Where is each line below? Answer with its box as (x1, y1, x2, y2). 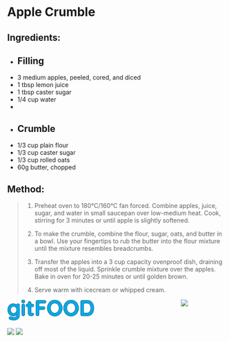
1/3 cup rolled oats (17, 156, 70, 164)
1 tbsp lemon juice (17, 81, 69, 89)
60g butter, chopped (17, 163, 76, 171)
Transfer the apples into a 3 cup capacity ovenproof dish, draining (34, 258, 223, 266)
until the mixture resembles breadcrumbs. (34, 245, 154, 253)
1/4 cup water (17, 95, 57, 104)
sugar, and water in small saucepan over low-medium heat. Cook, (34, 209, 221, 218)
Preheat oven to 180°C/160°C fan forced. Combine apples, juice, (34, 202, 217, 210)
